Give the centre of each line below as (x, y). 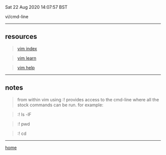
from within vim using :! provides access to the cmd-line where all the (88, 99)
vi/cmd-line (17, 16)
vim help (26, 67)
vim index (27, 48)
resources (21, 37)
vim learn (27, 58)
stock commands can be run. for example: (60, 105)
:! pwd (23, 124)
